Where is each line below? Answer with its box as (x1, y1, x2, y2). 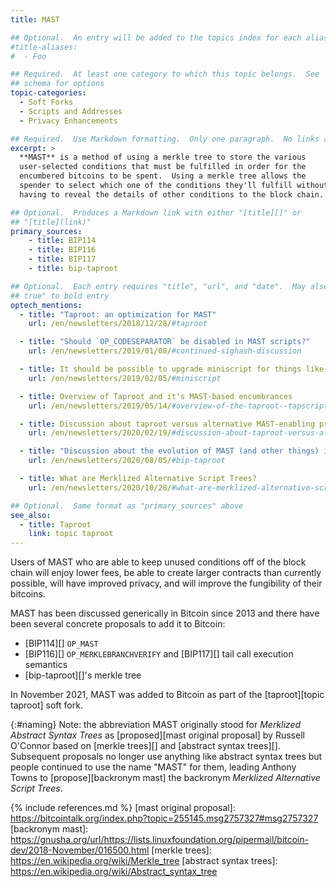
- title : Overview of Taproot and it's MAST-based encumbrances (19, 391, 293, 401)
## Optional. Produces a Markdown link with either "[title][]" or (10, 207, 302, 218)
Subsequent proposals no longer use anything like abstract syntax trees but (10, 751, 323, 763)
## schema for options (10, 79, 105, 89)
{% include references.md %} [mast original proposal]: (10, 802, 236, 814)
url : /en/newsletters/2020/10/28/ (28, 482, 172, 493)
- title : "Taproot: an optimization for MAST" (19, 309, 217, 320)
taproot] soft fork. (10, 699, 83, 711)
